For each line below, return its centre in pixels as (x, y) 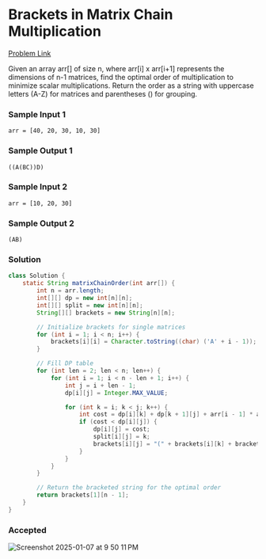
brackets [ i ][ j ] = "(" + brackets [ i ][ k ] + (162, 444)
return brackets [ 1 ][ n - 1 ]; (83, 495)
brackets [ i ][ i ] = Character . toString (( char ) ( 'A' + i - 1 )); (154, 342)
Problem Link (30, 53)
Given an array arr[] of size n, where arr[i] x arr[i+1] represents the (116, 68)
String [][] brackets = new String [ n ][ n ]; (106, 313)
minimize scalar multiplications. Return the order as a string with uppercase (131, 86)
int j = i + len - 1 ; (100, 386)
